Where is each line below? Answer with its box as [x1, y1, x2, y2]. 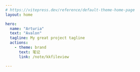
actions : [10, 40, 28, 46]
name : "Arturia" [10, 26, 44, 31]
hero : [5, 21, 17, 26]
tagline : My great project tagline [10, 35, 85, 41]
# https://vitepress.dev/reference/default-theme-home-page [5, 7, 135, 13]
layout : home [5, 12, 33, 17]
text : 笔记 [18, 49, 41, 55]
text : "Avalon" [10, 31, 42, 36]
